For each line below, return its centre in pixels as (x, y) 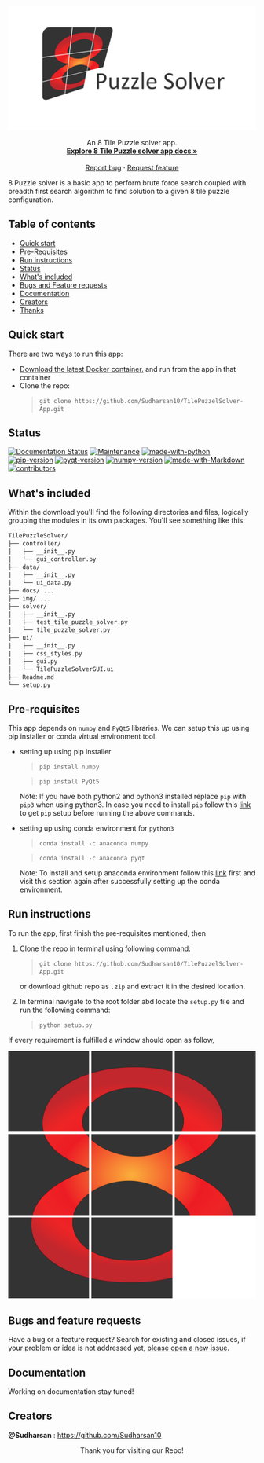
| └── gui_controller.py (52, 559)
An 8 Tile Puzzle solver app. (132, 143)
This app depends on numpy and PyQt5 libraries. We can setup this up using (129, 728)
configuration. (31, 200)
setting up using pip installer (65, 752)
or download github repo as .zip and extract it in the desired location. (132, 986)
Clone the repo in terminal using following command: (105, 948)
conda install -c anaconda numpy (94, 844)
